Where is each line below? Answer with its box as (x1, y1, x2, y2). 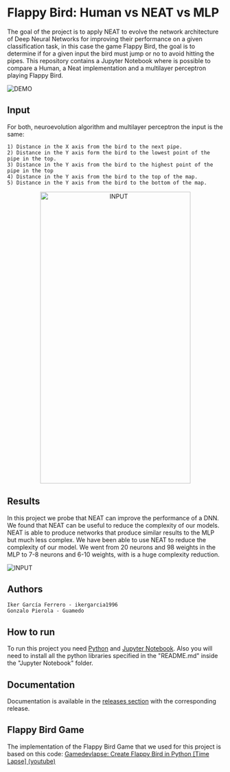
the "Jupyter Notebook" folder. (7, 659, 94, 667)
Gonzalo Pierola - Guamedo (7, 607, 84, 615)
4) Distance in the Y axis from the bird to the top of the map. (7, 173, 198, 180)
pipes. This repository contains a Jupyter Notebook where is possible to (7, 56, 211, 65)
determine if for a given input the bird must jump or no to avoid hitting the (7, 49, 215, 58)
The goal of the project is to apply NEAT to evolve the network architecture (7, 27, 219, 36)
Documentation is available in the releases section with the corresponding (7, 697, 216, 705)
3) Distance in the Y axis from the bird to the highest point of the (7, 161, 214, 168)
